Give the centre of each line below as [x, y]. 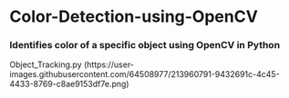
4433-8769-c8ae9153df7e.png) [69, 84]
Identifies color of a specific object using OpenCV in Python [145, 45]
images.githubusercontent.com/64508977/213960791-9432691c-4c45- [144, 74]
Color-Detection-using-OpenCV [134, 17]
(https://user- [109, 64]
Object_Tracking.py [46, 64]
